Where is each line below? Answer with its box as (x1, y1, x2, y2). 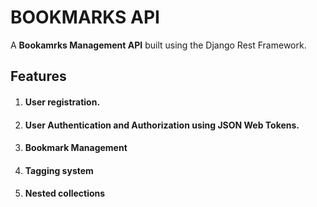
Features (10, 68, 67, 85)
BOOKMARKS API (10, 6, 160, 29)
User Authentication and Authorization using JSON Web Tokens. (24, 119, 300, 131)
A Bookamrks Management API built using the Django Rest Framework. (10, 39, 307, 51)
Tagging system (24, 164, 94, 176)
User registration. (24, 96, 101, 108)
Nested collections (24, 187, 106, 200)
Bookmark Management (24, 142, 128, 154)
